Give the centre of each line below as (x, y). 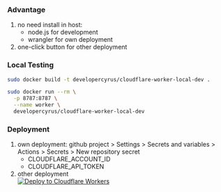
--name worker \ (37, 105)
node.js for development (63, 32)
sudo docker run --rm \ (42, 92)
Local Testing (31, 65)
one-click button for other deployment (72, 47)
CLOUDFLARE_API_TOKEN (66, 167)
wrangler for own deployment (70, 40)
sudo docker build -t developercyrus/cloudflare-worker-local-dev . (109, 79)
